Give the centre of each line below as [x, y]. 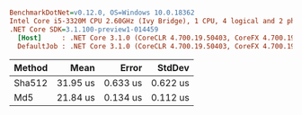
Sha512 [31, 84]
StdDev [173, 68]
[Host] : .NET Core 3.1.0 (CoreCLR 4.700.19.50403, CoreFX [138, 38]
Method [31, 68]
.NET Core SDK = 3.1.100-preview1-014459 [84, 29]
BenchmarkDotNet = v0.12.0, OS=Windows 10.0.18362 [102, 13]
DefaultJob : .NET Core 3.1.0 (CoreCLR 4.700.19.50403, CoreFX [138, 46]
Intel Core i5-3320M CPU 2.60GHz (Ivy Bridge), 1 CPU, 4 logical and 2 [146, 21]
